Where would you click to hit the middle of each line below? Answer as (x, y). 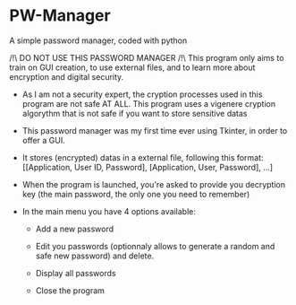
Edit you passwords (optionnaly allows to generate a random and (155, 246)
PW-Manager (60, 16)
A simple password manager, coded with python (98, 40)
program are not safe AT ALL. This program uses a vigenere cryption (148, 103)
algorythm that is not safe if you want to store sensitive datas (135, 113)
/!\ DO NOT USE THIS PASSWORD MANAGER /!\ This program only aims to (147, 57)
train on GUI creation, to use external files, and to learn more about (132, 67)
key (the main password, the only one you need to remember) (136, 194)
